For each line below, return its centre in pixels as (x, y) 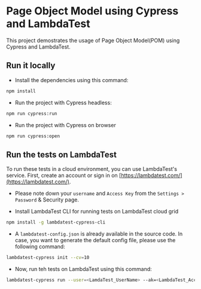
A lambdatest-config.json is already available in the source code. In (99, 234)
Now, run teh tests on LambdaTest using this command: (83, 269)
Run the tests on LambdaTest (61, 154)
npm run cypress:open (33, 136)
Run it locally (31, 66)
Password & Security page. (47, 200)
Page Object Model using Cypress (92, 11)
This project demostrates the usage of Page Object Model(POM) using (93, 40)
